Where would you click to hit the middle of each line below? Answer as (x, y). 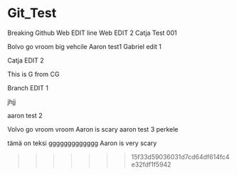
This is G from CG (33, 74)
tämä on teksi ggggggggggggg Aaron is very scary (82, 143)
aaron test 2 (25, 115)
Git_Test (32, 13)
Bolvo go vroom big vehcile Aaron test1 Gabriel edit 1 (85, 46)
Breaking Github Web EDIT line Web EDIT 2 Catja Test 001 (92, 33)
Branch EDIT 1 (28, 87)
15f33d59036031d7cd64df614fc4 (180, 157)
